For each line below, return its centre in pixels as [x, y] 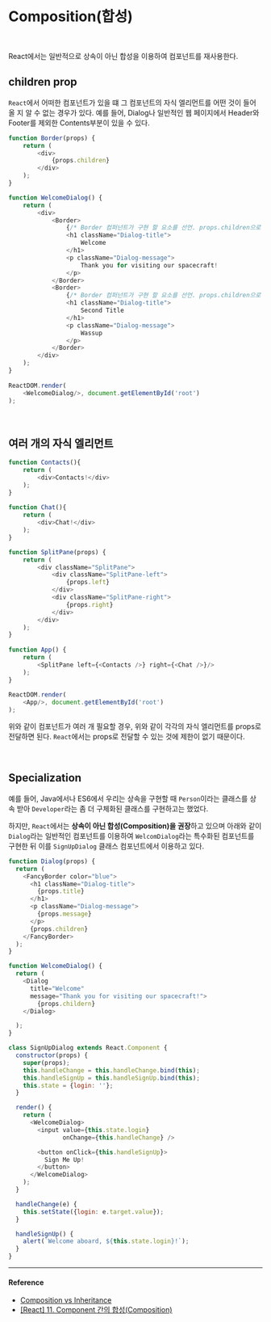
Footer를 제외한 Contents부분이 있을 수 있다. [79, 123]
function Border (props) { [52, 138]
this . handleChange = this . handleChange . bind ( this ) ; [111, 1070]
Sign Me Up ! [64, 1160]
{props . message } [65, 914]
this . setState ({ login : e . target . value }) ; [93, 1212]
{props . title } [61, 891]
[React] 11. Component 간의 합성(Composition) [96, 1310]
